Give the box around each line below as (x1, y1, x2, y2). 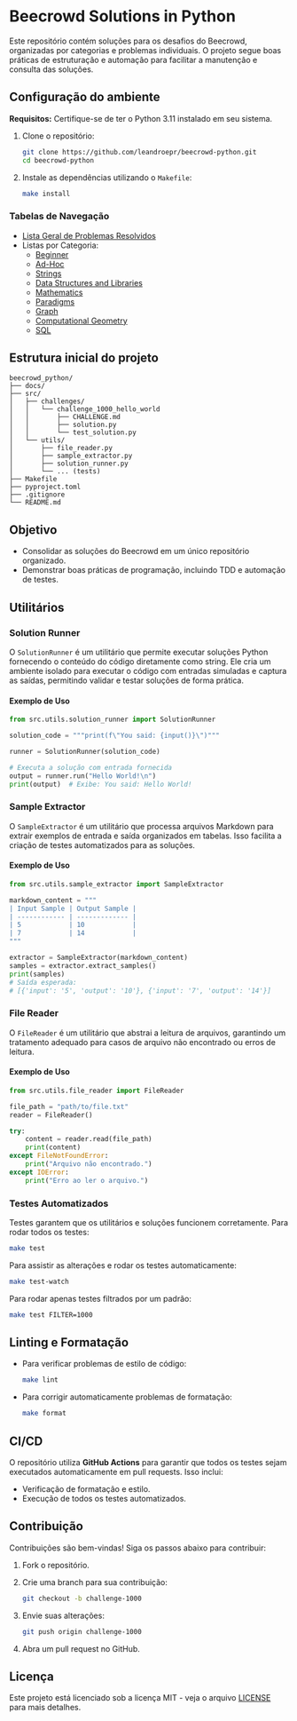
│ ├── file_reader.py (9, 444, 113, 453)
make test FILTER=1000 (9, 1310, 93, 1320)
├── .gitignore (9, 490, 66, 499)
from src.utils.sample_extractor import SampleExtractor (9, 879, 224, 889)
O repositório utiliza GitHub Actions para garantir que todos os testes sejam (9, 1456, 287, 1467)
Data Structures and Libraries (35, 277, 144, 288)
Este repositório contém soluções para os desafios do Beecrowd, (9, 36, 248, 46)
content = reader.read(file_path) (25, 1135, 152, 1144)
